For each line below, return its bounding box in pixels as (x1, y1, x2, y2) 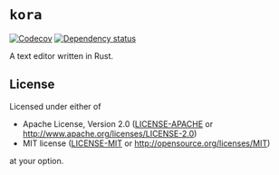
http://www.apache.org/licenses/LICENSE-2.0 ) (22, 128, 197, 139)
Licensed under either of (9, 101, 101, 112)
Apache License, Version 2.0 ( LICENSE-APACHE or (22, 118, 214, 129)
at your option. (9, 155, 64, 166)
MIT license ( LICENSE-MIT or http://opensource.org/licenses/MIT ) (22, 138, 271, 149)
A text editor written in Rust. (9, 50, 114, 61)
